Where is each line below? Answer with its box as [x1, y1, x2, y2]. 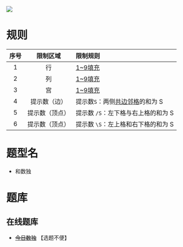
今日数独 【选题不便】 [14, 234, 70, 241]
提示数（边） [30, 97, 68, 106]
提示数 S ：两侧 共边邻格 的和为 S [75, 97, 163, 106]
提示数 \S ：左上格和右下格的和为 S [75, 120, 174, 128]
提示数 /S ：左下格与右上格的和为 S [75, 109, 174, 117]
